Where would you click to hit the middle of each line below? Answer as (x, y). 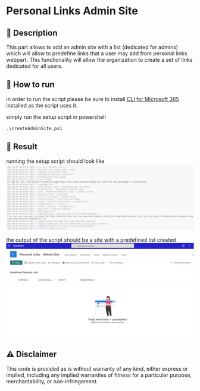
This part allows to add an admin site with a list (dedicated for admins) (92, 47)
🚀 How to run (30, 85)
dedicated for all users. (35, 66)
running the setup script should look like (55, 161)
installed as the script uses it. (42, 105)
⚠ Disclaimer (32, 354)
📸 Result (22, 147)
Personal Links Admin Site (72, 11)
